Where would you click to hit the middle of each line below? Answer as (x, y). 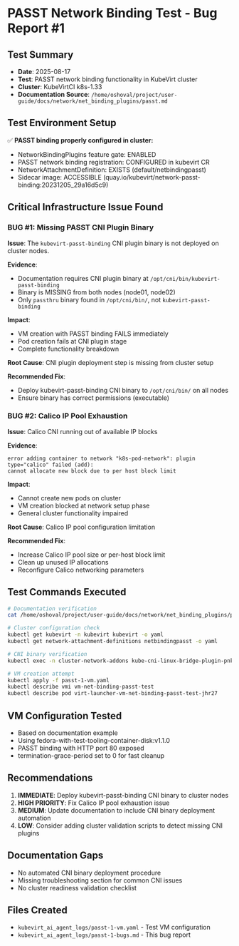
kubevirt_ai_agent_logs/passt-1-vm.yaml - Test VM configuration (114, 927)
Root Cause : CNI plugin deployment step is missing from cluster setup (111, 362)
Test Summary (41, 55)
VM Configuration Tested (65, 715)
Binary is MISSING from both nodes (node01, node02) (96, 292)
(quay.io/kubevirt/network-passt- (152, 177)
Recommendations (50, 778)
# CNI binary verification (47, 654)
